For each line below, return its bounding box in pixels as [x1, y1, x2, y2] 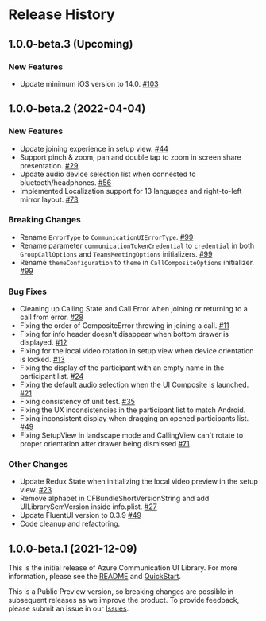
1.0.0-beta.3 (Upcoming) [8, 37, 133, 51]
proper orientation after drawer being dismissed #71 [19, 439, 190, 449]
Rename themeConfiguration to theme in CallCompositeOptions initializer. [19, 257, 255, 267]
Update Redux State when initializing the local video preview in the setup [19, 476, 258, 486]
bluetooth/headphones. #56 [19, 177, 112, 187]
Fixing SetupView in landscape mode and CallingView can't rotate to [19, 430, 244, 440]
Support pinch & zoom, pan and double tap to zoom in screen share [19, 152, 241, 162]
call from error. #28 [19, 312, 83, 322]
